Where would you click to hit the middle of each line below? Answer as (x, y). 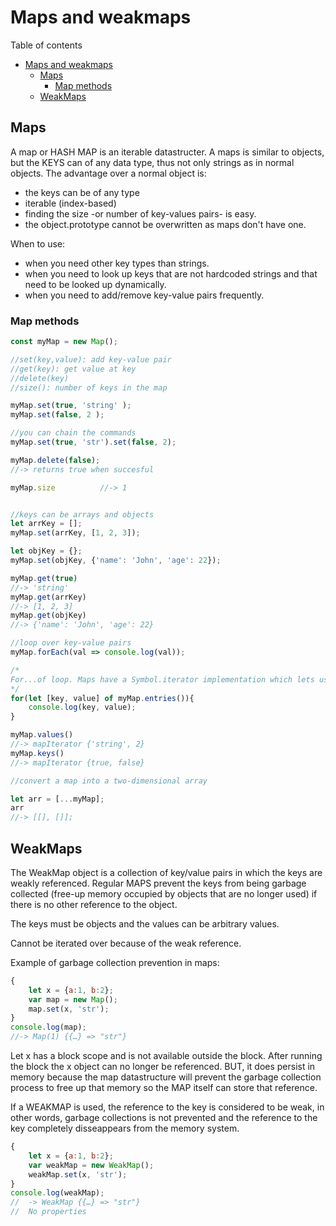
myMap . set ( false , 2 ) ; (57, 415)
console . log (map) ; (48, 1027)
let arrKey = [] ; (46, 524)
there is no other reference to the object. (94, 904)
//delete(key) (40, 378)
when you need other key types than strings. (117, 263)
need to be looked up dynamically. (95, 284)
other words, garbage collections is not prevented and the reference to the (164, 1118)
